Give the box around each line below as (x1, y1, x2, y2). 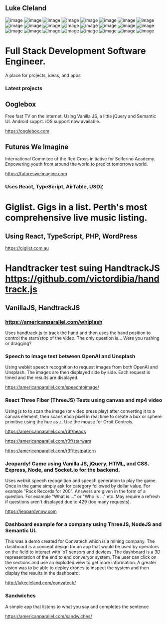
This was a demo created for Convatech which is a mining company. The (5, 538, 155, 544)
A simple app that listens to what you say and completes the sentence (5, 604, 149, 610)
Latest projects (5, 85, 42, 92)
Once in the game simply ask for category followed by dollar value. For (5, 483, 151, 489)
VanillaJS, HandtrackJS (5, 303, 80, 312)
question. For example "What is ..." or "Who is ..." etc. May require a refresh (5, 493, 161, 499)
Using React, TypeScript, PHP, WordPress (5, 232, 138, 241)
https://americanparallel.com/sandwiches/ (5, 613, 92, 619)
